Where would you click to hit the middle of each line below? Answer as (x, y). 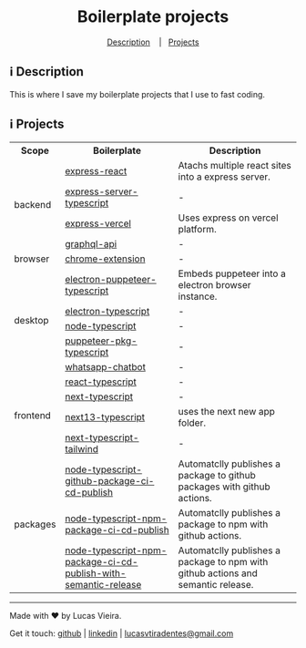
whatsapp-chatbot (105, 366)
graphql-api (91, 243)
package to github (217, 475)
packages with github (224, 487)
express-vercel (98, 223)
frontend (33, 415)
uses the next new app (227, 411)
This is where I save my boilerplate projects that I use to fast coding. (138, 94)
